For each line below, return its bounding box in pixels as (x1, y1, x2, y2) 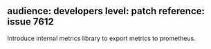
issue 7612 (7, 16, 54, 28)
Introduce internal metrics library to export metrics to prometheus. (7, 34, 196, 42)
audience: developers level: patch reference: (7, 5, 205, 17)
